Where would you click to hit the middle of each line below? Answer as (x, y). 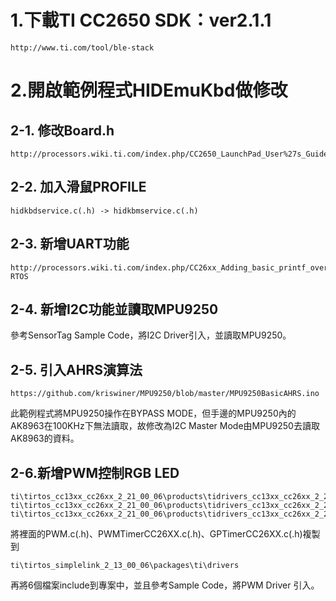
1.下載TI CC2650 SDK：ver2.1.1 (141, 20)
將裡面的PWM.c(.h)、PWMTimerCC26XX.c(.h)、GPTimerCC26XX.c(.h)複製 (165, 534)
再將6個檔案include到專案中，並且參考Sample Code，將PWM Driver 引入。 (165, 585)
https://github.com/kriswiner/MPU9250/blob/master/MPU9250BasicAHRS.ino (165, 394)
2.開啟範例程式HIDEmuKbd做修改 (149, 90)
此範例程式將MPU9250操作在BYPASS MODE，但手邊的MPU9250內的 (153, 413)
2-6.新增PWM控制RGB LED (95, 472)
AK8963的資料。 (45, 438)
